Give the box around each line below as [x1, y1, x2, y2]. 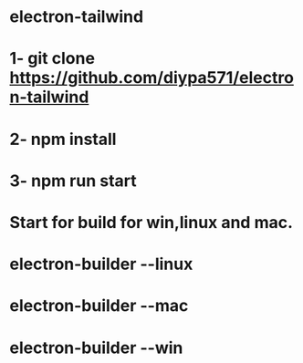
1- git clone [9, 48, 96, 69]
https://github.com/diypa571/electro [9, 67, 295, 88]
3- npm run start [9, 171, 137, 191]
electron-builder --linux [9, 254, 193, 275]
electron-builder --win [9, 337, 183, 358]
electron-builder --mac [9, 296, 189, 316]
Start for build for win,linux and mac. [9, 212, 294, 233]
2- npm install [9, 129, 117, 150]
